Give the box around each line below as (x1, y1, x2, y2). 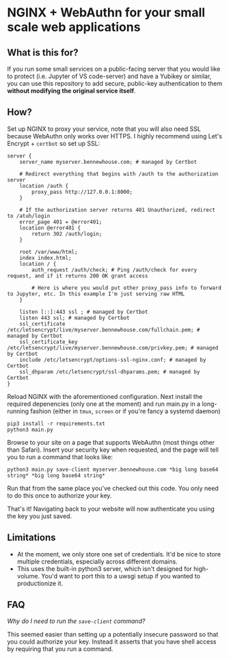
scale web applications (7, 19, 141, 35)
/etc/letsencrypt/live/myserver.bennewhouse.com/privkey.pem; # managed (7, 344, 219, 351)
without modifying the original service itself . (7, 87, 136, 95)
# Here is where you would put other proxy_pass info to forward (31, 284, 222, 291)
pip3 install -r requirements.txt (7, 420, 106, 427)
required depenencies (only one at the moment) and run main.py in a (7, 400, 200, 408)
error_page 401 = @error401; (19, 218, 103, 225)
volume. (16, 572, 40, 580)
